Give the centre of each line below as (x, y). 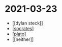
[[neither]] (23, 39)
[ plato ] (19, 34)
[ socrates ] (23, 28)
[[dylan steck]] (27, 23)
